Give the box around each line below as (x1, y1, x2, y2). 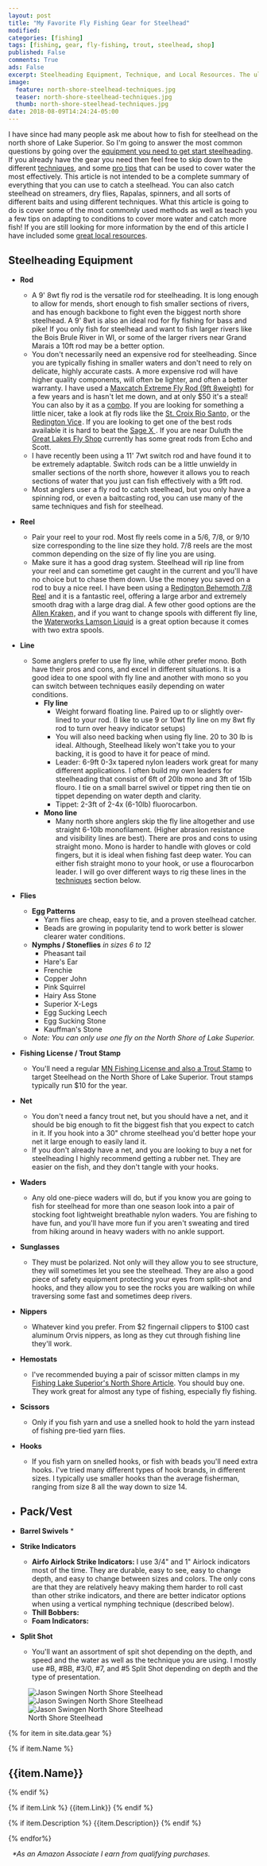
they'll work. (31, 1338, 72, 1348)
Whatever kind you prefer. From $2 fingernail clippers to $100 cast (31, 1322, 250, 1331)
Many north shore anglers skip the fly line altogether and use (55, 816, 255, 826)
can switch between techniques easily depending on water (31, 681, 225, 691)
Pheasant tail (43, 948, 87, 958)
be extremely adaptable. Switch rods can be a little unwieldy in (31, 459, 237, 469)
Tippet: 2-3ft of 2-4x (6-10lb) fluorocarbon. (55, 799, 198, 809)
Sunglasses (19, 1241, 60, 1252)
